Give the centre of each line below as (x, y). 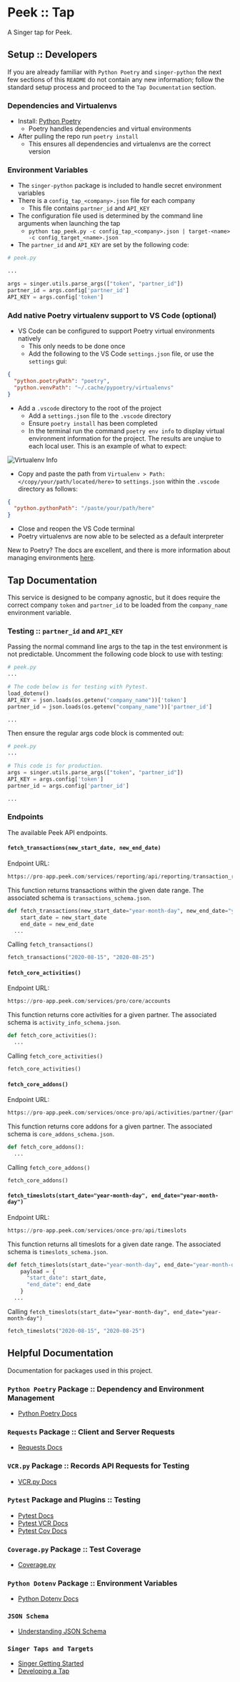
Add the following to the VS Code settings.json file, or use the (121, 354)
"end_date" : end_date (59, 1285)
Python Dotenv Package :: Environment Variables (92, 1583)
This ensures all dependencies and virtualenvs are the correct (120, 144)
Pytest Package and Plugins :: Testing (74, 1500)
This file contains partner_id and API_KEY (89, 209)
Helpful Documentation (60, 1353)
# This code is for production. (55, 766)
